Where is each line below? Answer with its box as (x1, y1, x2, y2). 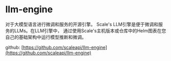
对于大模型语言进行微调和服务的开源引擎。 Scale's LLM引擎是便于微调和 (5, 21, 159, 27)
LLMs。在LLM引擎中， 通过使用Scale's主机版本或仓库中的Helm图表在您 (14, 27, 166, 34)
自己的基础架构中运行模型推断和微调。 (5, 34, 86, 40)
